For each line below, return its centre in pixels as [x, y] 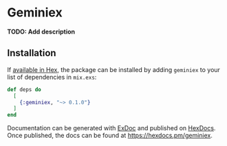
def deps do [24, 89]
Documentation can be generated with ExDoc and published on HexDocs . [111, 128]
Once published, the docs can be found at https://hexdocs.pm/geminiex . [110, 136]
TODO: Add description [41, 32]
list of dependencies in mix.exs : [52, 77]
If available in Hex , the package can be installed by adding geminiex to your [113, 69]
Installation [32, 53]
